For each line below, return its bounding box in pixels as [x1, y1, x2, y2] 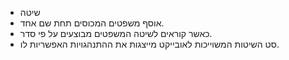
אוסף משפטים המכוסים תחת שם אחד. [19, 17, 165, 29]
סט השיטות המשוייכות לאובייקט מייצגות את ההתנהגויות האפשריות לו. [19, 38, 280, 50]
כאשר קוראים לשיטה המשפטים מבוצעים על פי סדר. [19, 28, 213, 39]
